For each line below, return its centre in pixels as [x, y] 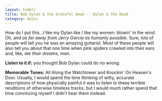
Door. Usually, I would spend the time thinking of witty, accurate [70, 78]
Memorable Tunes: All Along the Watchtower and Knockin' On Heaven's [78, 73]
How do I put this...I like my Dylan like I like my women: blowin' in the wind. [81, 33]
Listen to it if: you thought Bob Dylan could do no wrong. [63, 63]
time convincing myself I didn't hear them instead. [56, 93]
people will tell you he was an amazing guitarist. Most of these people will [80, 43]
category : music [22, 19]
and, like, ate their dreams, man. [38, 53]
